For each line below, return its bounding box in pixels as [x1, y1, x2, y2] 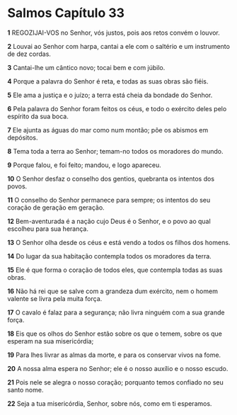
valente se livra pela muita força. [7, 294, 103, 302]
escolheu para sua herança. [7, 224, 88, 233]
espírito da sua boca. [7, 112, 69, 120]
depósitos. [7, 133, 38, 142]
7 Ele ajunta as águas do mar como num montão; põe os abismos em [7, 125, 209, 134]
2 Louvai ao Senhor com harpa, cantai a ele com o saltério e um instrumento [7, 42, 230, 50]
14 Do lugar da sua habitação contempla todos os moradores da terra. [7, 251, 212, 260]
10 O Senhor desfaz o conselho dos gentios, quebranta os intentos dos [7, 174, 214, 183]
